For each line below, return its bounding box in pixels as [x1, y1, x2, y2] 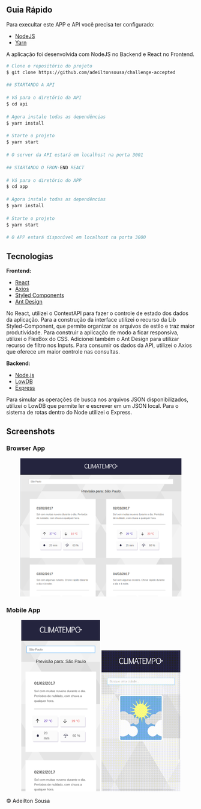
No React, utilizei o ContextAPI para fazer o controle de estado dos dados [6, 310, 189, 317]
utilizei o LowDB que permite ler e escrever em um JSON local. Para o [6, 402, 179, 410]
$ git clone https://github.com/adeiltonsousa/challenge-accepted [6, 69, 176, 75]
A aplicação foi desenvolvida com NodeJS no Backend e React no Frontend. [6, 51, 195, 58]
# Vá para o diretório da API [6, 95, 82, 101]
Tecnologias [6, 251, 53, 261]
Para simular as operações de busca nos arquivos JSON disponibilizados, [6, 396, 189, 403]
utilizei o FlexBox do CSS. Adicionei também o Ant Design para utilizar [6, 336, 179, 343]
